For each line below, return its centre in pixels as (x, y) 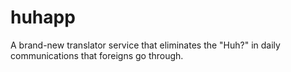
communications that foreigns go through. (97, 55)
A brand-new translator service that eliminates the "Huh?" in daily (145, 45)
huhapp (43, 17)
